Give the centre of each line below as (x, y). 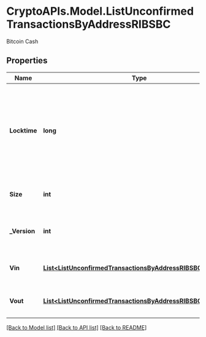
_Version (22, 231)
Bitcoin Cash (22, 41)
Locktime (23, 130)
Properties (27, 60)
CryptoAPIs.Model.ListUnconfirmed (100, 11)
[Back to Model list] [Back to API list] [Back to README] (77, 327)
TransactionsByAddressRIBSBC (89, 24)
